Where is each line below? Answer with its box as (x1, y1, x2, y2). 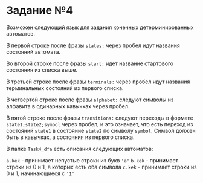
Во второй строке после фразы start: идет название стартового (6, 60, 174, 67)
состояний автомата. (6, 48, 61, 55)
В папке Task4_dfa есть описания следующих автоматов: (6, 145, 153, 152)
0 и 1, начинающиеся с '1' (6, 170, 75, 177)
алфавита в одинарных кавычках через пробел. (6, 102, 130, 109)
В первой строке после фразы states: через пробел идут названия (6, 42, 180, 49)
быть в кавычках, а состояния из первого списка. (6, 133, 135, 141)
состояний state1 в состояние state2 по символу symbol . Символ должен (6, 127, 196, 134)
